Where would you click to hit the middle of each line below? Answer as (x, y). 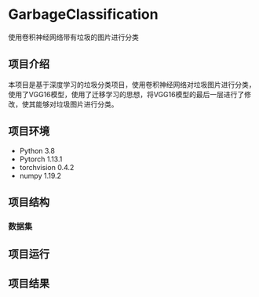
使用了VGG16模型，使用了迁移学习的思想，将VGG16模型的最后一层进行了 (126, 94)
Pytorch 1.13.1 (41, 159)
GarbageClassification (83, 14)
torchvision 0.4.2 (47, 167)
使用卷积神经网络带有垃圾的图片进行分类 (73, 37)
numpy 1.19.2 (40, 176)
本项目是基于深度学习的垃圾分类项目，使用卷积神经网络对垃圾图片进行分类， (132, 85)
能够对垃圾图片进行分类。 (77, 104)
